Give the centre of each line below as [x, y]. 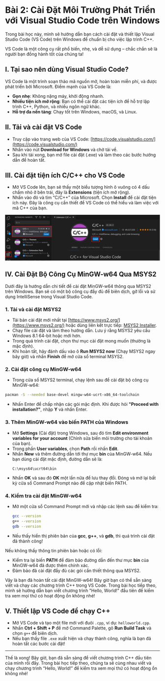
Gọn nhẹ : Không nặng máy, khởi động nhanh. [58, 96]
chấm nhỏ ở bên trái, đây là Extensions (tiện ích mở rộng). [71, 192]
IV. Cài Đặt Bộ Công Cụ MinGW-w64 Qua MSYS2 [81, 274]
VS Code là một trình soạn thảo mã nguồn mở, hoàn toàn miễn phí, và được [81, 81]
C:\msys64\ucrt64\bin [34, 469]
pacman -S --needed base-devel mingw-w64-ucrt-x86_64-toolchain [72, 395]
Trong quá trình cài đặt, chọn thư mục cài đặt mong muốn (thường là [81, 341]
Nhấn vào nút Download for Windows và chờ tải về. [65, 149]
